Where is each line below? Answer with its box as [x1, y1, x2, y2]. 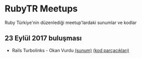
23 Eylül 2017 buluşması [4, 34, 82, 42]
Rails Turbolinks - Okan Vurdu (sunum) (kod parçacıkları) [11, 47, 129, 53]
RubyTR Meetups [4, 3, 78, 14]
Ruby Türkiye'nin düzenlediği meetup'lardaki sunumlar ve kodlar [4, 19, 137, 25]
